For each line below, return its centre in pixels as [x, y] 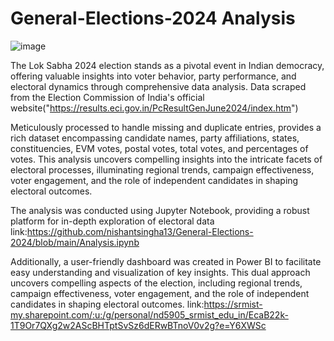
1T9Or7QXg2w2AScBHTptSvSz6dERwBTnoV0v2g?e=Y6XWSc [138, 325]
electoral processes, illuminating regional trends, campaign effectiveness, [162, 169]
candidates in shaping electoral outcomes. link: [107, 304]
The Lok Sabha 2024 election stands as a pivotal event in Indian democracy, [167, 65]
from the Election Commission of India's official [107, 97]
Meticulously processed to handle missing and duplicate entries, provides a [166, 127]
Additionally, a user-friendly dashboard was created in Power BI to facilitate [166, 261]
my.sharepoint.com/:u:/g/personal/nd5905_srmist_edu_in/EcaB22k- [149, 314]
